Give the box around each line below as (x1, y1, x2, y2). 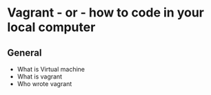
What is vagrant (17, 72, 63, 81)
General (7, 47, 43, 59)
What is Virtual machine (17, 65, 85, 73)
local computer (7, 19, 96, 35)
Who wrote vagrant (17, 80, 72, 87)
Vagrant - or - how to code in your (7, 5, 205, 21)
